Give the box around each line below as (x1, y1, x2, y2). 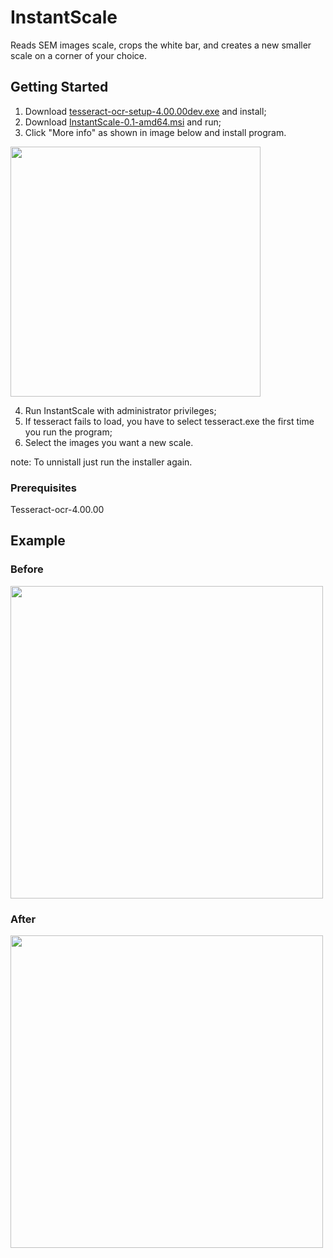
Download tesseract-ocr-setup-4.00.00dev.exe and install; (24, 105, 267, 117)
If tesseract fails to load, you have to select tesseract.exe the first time (24, 415, 315, 427)
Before (10, 562, 44, 576)
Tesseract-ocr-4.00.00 (10, 504, 105, 516)
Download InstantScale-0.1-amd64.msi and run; (24, 116, 222, 128)
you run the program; (24, 426, 113, 438)
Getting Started (10, 79, 109, 96)
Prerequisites (10, 481, 77, 495)
